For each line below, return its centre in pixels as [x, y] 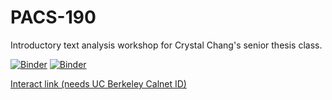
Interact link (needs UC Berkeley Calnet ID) [98, 83]
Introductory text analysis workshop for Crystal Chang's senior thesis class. [166, 45]
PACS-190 [53, 17]
